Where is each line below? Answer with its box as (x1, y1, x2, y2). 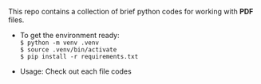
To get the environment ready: (19, 31, 120, 40)
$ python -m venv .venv (19, 39, 100, 47)
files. (8, 15, 25, 25)
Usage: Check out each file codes (19, 67, 132, 76)
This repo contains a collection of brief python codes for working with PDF (8, 7, 254, 16)
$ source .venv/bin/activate (19, 46, 117, 54)
